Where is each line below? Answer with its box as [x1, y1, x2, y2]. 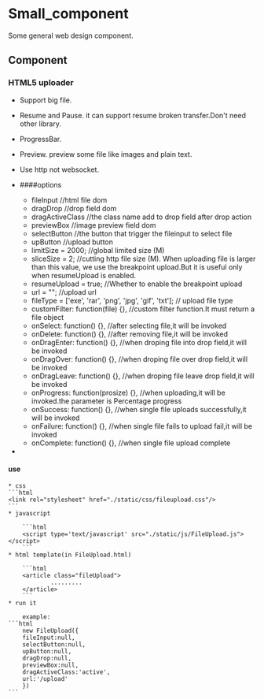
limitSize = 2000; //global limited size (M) [31, 245, 165, 255]
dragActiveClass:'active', [22, 667, 111, 676]
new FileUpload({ [22, 626, 79, 634]
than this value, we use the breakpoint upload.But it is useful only [31, 262, 243, 272]
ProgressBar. [19, 134, 62, 143]
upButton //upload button [31, 237, 114, 247]
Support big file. [19, 95, 72, 105]
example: [22, 612, 51, 621]
